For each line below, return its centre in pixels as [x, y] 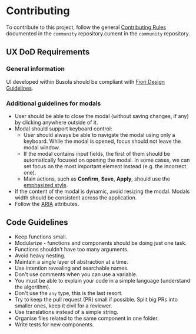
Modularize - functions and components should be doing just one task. [101, 243]
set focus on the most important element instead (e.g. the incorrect [105, 166]
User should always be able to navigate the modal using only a [99, 135]
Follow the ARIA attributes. [47, 204]
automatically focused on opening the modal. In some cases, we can [107, 160]
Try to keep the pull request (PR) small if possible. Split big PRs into [96, 299]
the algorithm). [33, 287]
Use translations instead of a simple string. [67, 312]
